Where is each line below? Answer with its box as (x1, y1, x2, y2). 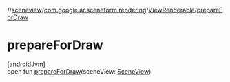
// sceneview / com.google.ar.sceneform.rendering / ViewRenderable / (7, 6, 198, 14)
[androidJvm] (7, 60, 46, 68)
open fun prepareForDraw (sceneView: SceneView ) (7, 67, 151, 75)
